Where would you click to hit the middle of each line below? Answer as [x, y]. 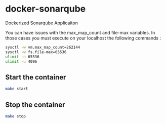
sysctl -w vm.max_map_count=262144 [43, 47]
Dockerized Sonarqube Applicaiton [42, 23]
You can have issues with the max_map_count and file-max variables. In [80, 32]
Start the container [36, 77]
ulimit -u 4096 [21, 61]
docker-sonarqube [46, 9]
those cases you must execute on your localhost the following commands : [83, 38]
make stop [16, 116]
